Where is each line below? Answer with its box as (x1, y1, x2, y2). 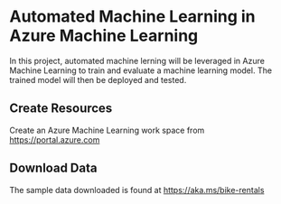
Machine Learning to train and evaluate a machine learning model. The (9, 65, 273, 76)
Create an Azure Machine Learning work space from (9, 125, 205, 135)
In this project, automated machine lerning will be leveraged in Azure (9, 55, 265, 66)
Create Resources (9, 101, 113, 116)
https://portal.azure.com (9, 134, 100, 145)
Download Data (9, 161, 98, 176)
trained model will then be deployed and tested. (9, 74, 187, 85)
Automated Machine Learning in (9, 6, 256, 27)
